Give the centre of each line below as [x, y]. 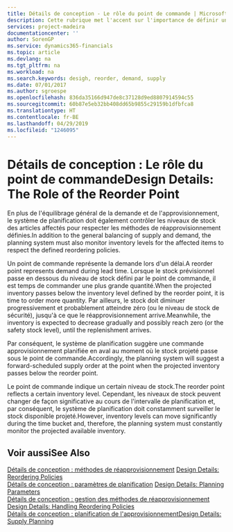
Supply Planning [31, 522]
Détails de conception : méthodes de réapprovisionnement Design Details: [113, 469]
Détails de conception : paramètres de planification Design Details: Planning [115, 485]
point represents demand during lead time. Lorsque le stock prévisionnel [111, 271]
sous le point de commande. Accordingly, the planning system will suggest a [116, 358]
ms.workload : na [31, 72]
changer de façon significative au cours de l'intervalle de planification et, [111, 401]
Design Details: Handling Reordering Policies [71, 507]
